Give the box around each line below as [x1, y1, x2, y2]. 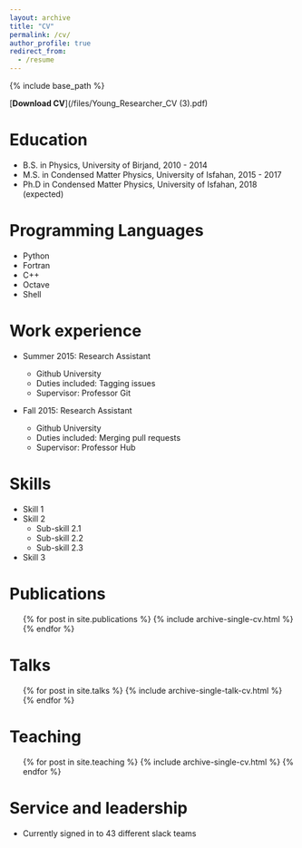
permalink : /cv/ [9, 30, 71, 39]
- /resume [17, 55, 54, 64]
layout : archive [9, 13, 71, 23]
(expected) [22, 188, 64, 200]
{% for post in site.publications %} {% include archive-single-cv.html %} [22, 613, 294, 624]
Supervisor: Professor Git [35, 387, 132, 398]
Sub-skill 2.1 [35, 522, 82, 533]
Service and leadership [9, 797, 188, 818]
